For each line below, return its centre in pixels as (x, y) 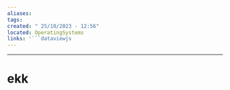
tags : (15, 20)
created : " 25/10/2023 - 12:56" (53, 26)
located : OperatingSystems (46, 32)
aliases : (20, 13)
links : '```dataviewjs (39, 39)
